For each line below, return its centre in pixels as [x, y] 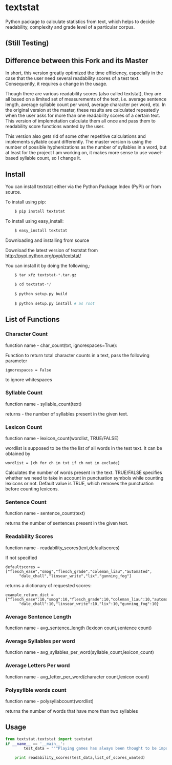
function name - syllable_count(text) [44, 404]
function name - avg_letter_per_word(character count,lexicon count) [77, 677]
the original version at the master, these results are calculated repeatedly [82, 110]
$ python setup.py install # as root [55, 303]
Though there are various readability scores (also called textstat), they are [83, 94]
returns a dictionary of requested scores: [49, 585]
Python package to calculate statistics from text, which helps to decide [80, 22]
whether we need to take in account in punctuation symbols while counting [84, 478]
